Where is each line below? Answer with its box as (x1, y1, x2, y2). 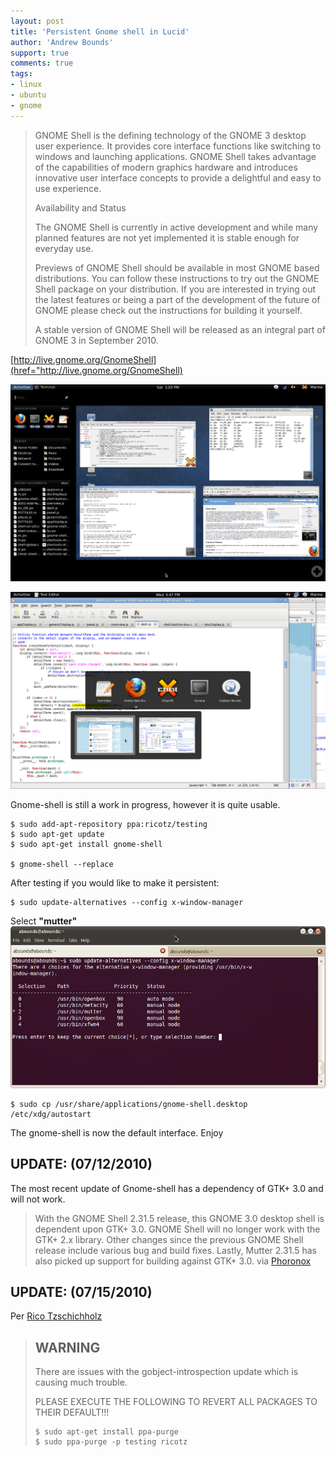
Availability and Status (34, 201, 127, 214)
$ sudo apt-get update (10, 829, 105, 839)
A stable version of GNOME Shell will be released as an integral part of (34, 323, 326, 335)
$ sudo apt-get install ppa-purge (34, 1427, 179, 1437)
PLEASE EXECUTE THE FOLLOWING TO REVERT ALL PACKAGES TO (34, 1396, 318, 1408)
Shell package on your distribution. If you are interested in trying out (34, 283, 317, 295)
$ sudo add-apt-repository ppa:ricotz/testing (10, 819, 208, 829)
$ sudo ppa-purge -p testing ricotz (34, 1437, 188, 1447)
